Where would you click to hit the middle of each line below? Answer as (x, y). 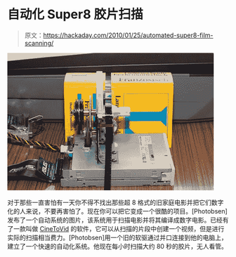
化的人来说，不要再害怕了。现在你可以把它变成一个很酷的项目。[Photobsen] (118, 211)
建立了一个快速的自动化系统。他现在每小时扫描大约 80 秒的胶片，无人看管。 (118, 246)
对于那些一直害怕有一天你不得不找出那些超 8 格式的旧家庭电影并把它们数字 (116, 202)
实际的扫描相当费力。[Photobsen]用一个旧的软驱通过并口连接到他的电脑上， (118, 237)
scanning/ (39, 43)
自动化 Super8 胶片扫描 (75, 14)
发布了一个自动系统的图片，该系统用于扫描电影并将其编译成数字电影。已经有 (118, 220)
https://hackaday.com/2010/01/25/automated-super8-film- (128, 35)
